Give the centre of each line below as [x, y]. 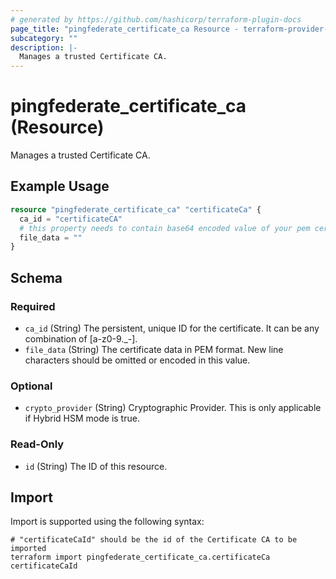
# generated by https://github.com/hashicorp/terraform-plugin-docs [156, 19]
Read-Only [37, 444]
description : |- [44, 47]
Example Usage [60, 186]
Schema [36, 277]
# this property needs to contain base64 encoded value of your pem [165, 228]
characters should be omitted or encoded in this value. [137, 360]
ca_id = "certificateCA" [71, 219]
